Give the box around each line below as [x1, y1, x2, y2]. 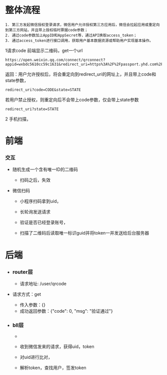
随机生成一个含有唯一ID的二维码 [12, 166, 78, 172]
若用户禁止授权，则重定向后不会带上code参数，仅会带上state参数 [5, 97, 139, 103]
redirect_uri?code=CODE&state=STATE [5, 87, 81, 92]
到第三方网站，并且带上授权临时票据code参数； [5, 27, 88, 32]
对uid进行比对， [19, 354, 53, 360]
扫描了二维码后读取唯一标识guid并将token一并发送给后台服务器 [19, 230, 150, 236]
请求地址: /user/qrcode [19, 280, 67, 286]
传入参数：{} [19, 302, 46, 308]
